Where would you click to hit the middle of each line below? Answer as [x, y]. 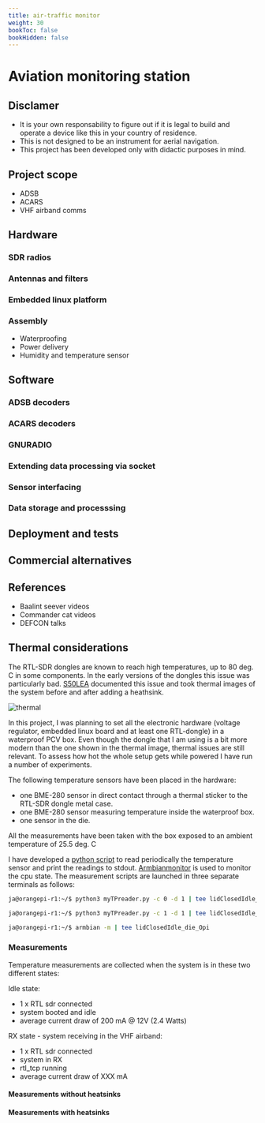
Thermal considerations [68, 648]
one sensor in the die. [55, 820]
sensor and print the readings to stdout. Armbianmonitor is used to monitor [130, 867]
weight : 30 [26, 23]
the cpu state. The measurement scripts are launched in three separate [124, 876]
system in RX [41, 1059]
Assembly [28, 321]
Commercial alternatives [70, 561]
